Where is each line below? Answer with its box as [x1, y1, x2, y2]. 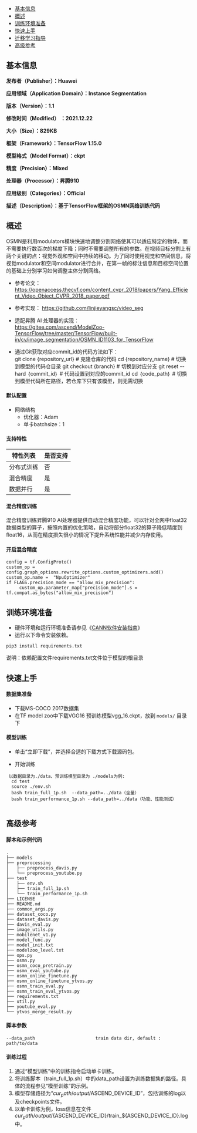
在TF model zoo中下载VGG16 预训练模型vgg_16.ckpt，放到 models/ [14, 712, 175, 719]
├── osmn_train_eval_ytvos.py [6, 988, 80, 994]
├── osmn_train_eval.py [6, 983, 64, 989]
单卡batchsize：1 [23, 420, 65, 427]
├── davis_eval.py [6, 921, 51, 928]
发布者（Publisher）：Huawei [6, 77, 77, 84]
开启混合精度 [6, 545, 37, 553]
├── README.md [6, 901, 41, 907]
